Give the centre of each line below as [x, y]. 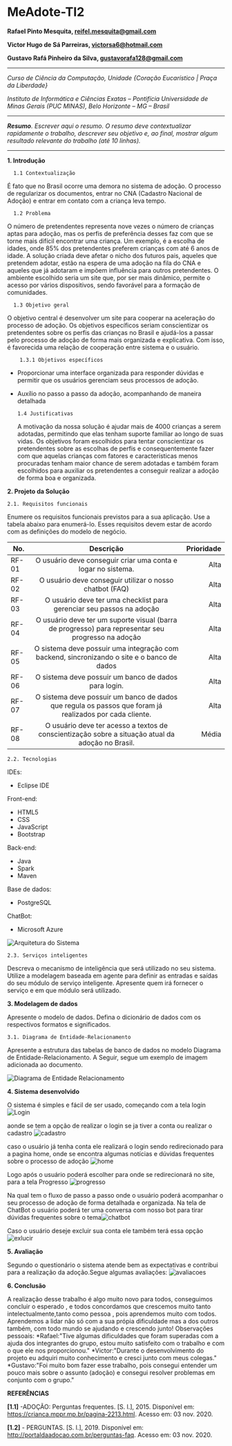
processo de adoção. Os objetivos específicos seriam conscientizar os [108, 325]
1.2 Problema [32, 213]
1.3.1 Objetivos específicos [61, 360]
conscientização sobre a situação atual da [106, 734]
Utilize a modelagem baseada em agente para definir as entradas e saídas [113, 976]
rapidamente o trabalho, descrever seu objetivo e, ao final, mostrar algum [113, 133]
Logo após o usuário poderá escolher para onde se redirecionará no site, [111, 1174]
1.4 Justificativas [45, 413]
